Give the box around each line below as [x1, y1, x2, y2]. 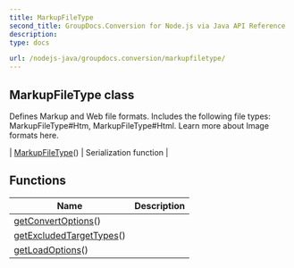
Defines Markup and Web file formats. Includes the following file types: [9, 111, 271, 121]
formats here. [9, 130, 60, 140]
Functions [9, 173, 67, 188]
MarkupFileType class [9, 87, 135, 103]
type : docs [9, 38, 50, 47]
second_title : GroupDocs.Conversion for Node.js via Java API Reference [9, 21, 286, 30]
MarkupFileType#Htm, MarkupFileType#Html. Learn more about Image [9, 120, 270, 130]
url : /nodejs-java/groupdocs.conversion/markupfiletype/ [9, 54, 226, 63]
